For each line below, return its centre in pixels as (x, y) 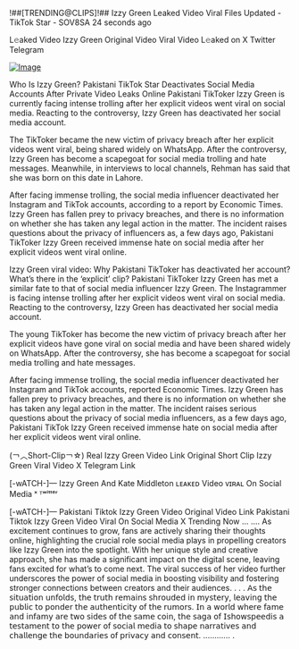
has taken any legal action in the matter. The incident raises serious (133, 409)
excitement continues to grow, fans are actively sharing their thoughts (137, 531)
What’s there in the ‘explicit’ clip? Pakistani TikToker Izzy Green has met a (144, 279)
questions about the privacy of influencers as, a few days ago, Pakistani (141, 233)
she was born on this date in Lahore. (76, 177)
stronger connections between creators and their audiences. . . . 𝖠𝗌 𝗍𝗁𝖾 (141, 588)
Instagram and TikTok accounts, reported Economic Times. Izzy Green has (146, 389)
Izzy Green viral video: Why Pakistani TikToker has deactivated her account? (150, 269)
